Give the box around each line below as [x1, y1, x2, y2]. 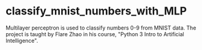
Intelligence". [5, 37, 39, 44]
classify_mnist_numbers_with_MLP [5, 4, 187, 18]
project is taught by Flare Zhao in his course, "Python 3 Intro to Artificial [5, 30, 184, 37]
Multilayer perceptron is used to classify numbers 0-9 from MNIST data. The [5, 24, 197, 31]
